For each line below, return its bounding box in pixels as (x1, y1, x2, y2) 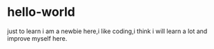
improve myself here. (7, 34, 68, 42)
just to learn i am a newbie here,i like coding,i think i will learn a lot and (7, 27, 208, 35)
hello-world (7, 4, 76, 20)
